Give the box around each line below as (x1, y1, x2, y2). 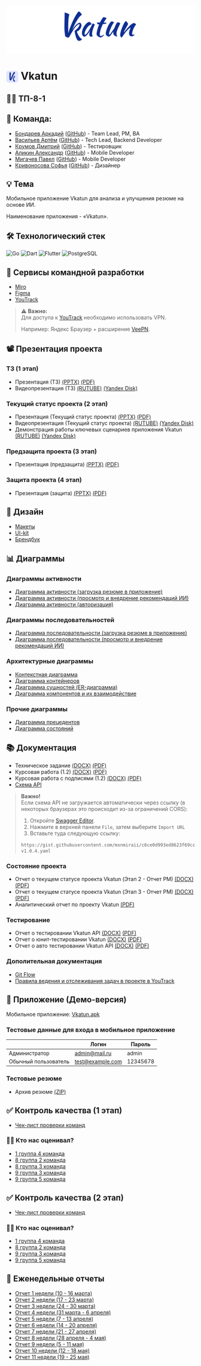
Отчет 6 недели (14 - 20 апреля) (14, 1321, 98, 1329)
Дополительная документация (6, 957, 102, 966)
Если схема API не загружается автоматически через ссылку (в (20, 799, 185, 806)
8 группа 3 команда (14, 1162, 66, 1170)
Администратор (8, 1050, 50, 1057)
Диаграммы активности (6, 574, 82, 583)
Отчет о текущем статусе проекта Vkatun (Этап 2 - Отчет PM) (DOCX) (14, 876, 194, 883)
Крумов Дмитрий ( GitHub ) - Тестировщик (14, 143, 122, 150)
